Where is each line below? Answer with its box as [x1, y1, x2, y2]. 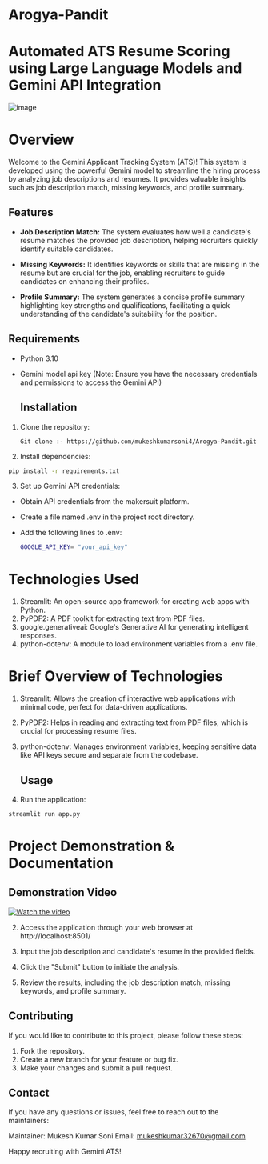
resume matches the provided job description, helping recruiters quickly [19, 235, 258, 245]
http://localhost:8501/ [19, 930, 91, 941]
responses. [19, 630, 58, 641]
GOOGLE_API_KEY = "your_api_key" [19, 543, 128, 551]
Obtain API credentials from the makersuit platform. [19, 497, 190, 506]
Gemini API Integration [8, 76, 162, 94]
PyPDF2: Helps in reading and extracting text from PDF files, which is [19, 718, 249, 727]
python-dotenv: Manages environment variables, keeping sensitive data [19, 742, 258, 751]
